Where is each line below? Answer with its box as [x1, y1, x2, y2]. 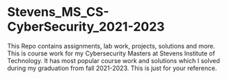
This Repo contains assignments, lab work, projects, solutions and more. [7, 42, 216, 50]
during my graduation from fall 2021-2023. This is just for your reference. [7, 64, 217, 72]
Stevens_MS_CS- [7, 4, 109, 20]
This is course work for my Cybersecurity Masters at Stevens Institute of [7, 49, 216, 58]
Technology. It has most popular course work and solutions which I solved [7, 56, 221, 64]
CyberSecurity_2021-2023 [7, 19, 165, 35]
